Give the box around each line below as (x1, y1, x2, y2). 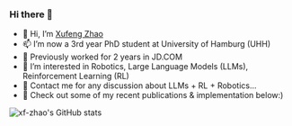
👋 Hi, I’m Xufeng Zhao (22, 29, 103, 40)
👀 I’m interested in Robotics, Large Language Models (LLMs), (22, 61, 249, 72)
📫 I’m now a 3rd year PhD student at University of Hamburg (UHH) (22, 39, 271, 49)
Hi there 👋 (9, 8, 54, 21)
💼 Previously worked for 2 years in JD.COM (22, 51, 182, 62)
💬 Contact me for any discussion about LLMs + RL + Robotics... (22, 80, 258, 91)
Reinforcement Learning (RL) (22, 71, 130, 82)
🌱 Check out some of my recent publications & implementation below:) (22, 90, 284, 101)
